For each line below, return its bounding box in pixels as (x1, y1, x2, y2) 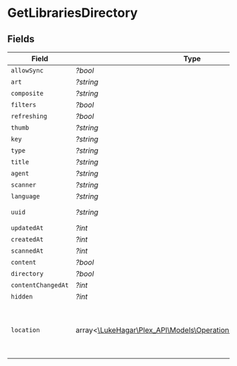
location (11, 326, 40, 334)
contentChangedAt (11, 282, 69, 289)
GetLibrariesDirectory (7, 5, 138, 21)
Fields (7, 33, 35, 45)
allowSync (11, 67, 44, 75)
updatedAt (11, 224, 44, 232)
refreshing (11, 113, 47, 120)
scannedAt (11, 247, 44, 255)
